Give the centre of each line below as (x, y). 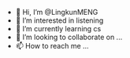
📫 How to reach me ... (52, 46)
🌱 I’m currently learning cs (58, 29)
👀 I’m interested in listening (59, 20)
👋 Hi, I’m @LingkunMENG (57, 12)
